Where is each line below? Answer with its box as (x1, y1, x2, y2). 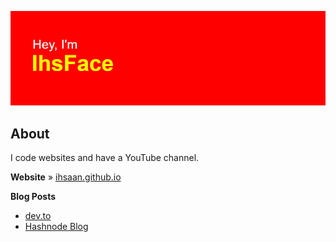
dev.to (24, 210, 52, 221)
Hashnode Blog (24, 221, 89, 232)
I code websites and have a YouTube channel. (10, 152, 200, 163)
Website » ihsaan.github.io (10, 171, 122, 183)
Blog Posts (10, 191, 57, 202)
